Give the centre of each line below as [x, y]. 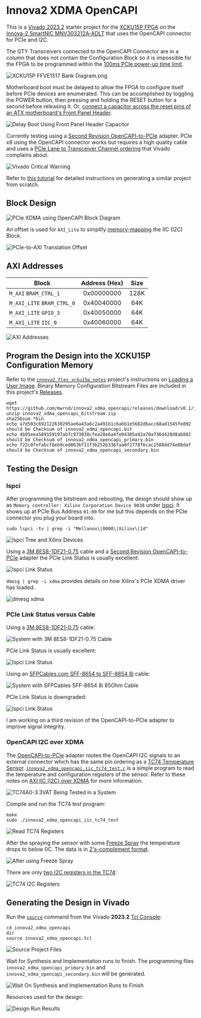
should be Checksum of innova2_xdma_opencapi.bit [69, 429]
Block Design [31, 203]
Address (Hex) [102, 283]
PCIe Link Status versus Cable [51, 614]
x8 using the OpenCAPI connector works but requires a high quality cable [97, 142]
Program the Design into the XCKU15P [78, 356]
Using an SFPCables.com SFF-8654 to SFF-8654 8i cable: [78, 674]
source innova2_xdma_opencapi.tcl [49, 938]
